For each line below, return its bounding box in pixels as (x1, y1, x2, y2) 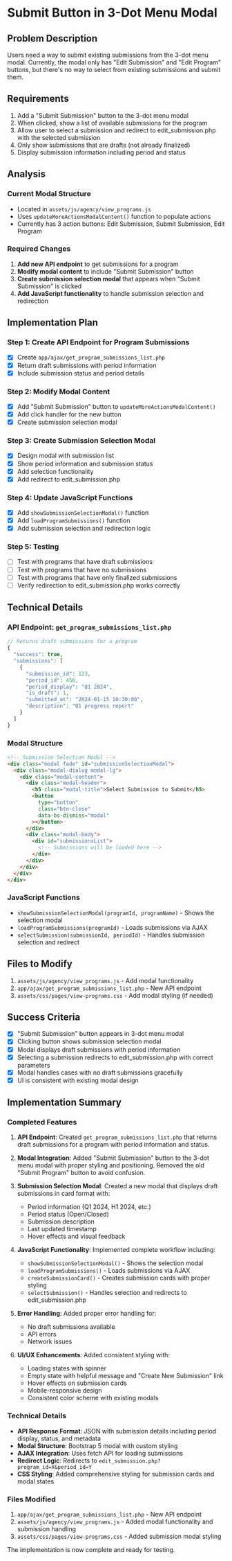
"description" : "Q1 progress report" (25, 703, 135, 709)
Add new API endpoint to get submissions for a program (17, 260, 179, 268)
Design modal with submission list (17, 452, 115, 460)
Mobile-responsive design (27, 1386, 102, 1395)
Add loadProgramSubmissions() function (17, 516, 130, 524)
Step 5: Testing (7, 542, 59, 552)
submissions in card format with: (17, 1190, 110, 1198)
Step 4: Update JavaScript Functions (7, 493, 133, 502)
